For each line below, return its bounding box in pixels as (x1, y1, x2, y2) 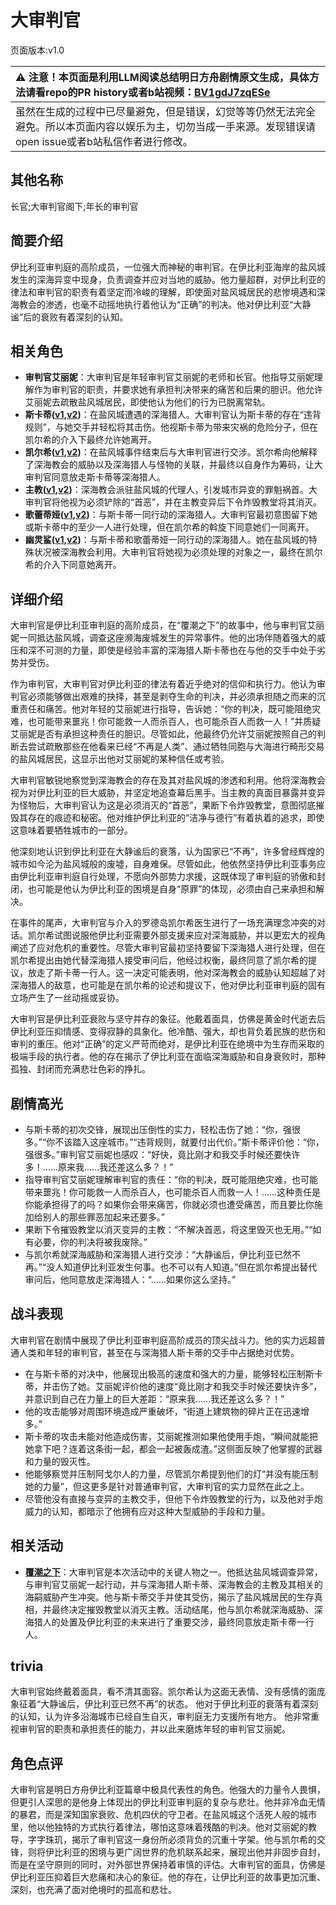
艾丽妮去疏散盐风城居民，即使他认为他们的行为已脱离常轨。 (24, 396, 271, 408)
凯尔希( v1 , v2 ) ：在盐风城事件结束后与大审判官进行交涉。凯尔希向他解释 (24, 446, 318, 458)
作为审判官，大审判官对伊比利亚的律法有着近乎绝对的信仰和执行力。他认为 (10, 678, 317, 690)
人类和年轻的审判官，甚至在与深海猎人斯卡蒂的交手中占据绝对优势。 (18, 1346, 300, 1358)
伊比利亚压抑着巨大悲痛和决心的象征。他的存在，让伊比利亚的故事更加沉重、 (10, 1871, 326, 1883)
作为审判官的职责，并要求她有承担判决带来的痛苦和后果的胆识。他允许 (33, 384, 323, 396)
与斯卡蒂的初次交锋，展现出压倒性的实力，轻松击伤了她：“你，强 (24, 1124, 292, 1135)
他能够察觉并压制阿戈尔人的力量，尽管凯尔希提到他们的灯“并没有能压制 (24, 1467, 318, 1480)
